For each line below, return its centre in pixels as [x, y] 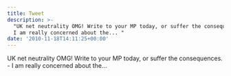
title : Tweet [26, 13]
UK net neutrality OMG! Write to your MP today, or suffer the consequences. [115, 58]
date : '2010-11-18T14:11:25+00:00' [58, 39]
